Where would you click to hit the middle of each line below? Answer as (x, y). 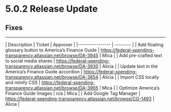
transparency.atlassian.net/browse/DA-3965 (52, 88)
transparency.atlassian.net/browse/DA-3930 (52, 66)
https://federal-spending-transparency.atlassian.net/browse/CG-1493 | (80, 99)
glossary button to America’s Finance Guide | (52, 50)
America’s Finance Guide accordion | (44, 72)
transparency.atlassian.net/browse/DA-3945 (52, 55)
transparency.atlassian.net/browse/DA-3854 (52, 77)
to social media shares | (30, 61)
